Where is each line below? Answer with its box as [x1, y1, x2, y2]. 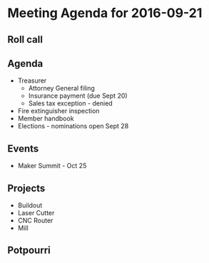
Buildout [17, 201, 43, 210]
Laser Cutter [17, 209, 55, 217]
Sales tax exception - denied [28, 99, 113, 108]
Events [7, 143, 39, 155]
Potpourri [7, 244, 51, 257]
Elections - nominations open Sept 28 [17, 122, 129, 130]
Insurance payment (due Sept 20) [28, 91, 128, 100]
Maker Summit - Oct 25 [17, 162, 87, 170]
